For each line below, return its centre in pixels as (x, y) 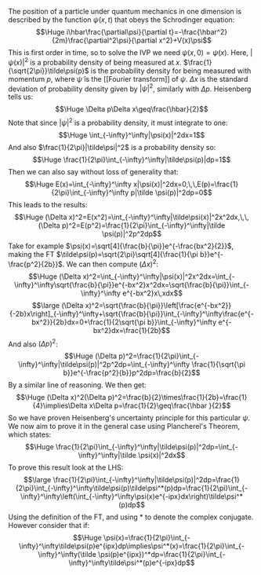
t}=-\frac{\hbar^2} (198, 32)
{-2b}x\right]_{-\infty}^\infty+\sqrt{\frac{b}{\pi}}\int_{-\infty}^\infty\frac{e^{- (132, 313)
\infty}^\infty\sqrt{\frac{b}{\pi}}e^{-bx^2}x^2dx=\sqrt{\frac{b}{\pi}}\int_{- (132, 284)
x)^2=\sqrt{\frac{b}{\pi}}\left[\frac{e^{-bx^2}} (158, 305)
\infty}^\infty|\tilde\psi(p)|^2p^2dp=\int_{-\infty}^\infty (104, 364)
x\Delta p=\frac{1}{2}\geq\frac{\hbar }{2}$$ (160, 406)
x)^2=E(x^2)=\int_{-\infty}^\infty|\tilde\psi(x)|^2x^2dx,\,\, (159, 217)
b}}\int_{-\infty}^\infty (182, 322)
